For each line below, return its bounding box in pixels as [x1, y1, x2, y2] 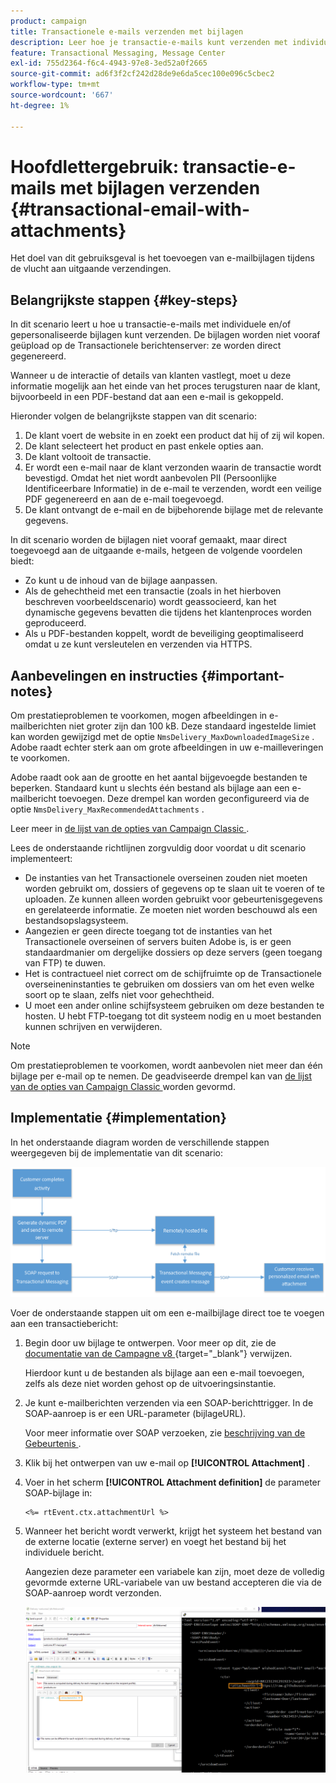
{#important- [200, 667, 285, 684]
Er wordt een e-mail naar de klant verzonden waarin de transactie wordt [24, 461, 322, 474]
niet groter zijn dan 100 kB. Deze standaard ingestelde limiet [68, 720, 317, 732]
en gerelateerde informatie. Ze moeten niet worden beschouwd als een [24, 904, 318, 916]
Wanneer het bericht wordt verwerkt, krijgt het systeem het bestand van [24, 1525, 323, 1537]
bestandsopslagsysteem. [24, 915, 129, 927]
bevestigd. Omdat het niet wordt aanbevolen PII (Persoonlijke [24, 472, 277, 484]
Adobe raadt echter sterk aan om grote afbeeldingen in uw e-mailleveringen [10, 741, 324, 754]
